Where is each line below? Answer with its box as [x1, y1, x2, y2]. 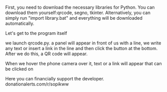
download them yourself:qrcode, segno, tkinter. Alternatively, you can [5, 10, 151, 16]
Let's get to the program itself [5, 30, 67, 36]
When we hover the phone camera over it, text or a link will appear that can [5, 61, 162, 66]
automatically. [5, 20, 34, 26]
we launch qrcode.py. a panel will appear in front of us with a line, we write [5, 40, 161, 46]
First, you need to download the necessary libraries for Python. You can [5, 5, 155, 10]
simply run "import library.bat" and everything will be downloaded [5, 15, 143, 21]
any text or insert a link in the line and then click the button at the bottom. [5, 45, 158, 51]
